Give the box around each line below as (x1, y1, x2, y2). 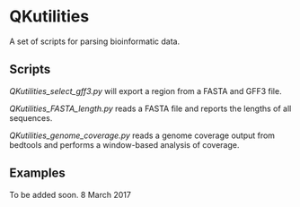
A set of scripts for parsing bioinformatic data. (9, 36, 181, 47)
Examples (9, 166, 66, 181)
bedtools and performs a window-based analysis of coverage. (9, 139, 240, 150)
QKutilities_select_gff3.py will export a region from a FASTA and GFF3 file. (9, 85, 282, 96)
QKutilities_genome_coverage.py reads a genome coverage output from (9, 130, 276, 141)
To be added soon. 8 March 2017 (9, 189, 132, 200)
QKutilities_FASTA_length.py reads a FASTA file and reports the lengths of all (9, 103, 292, 114)
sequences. (9, 112, 53, 123)
